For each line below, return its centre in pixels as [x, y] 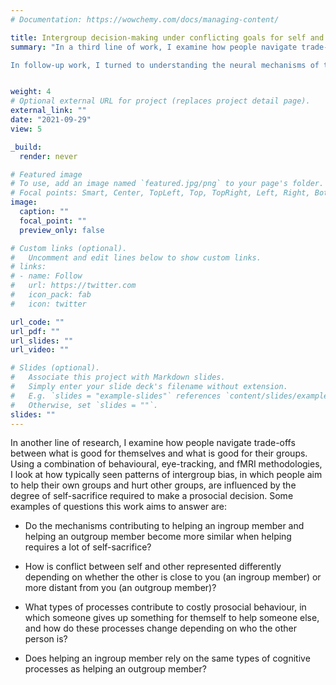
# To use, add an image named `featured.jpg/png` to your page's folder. [167, 184]
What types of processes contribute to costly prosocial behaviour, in [165, 607]
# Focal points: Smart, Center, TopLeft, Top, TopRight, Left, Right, [160, 193]
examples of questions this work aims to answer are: [119, 507]
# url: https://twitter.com [73, 286]
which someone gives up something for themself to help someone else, [172, 618]
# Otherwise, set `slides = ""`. [84, 405]
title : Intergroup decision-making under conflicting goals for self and [167, 37]
